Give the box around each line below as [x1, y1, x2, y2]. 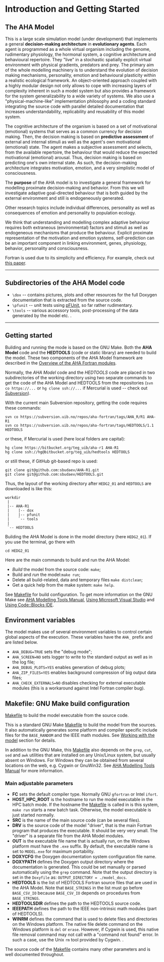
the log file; [12, 659, 35, 665]
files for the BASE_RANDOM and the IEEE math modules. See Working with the [5, 733, 155, 738]
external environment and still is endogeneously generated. [5, 195, 124, 201]
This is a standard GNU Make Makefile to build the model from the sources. [5, 722, 157, 728]
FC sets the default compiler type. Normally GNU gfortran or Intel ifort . [12, 791, 158, 797]
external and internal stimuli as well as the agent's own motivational [5, 139, 141, 145]
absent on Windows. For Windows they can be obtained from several [5, 757, 144, 763]
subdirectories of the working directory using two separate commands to [5, 374, 152, 380]
